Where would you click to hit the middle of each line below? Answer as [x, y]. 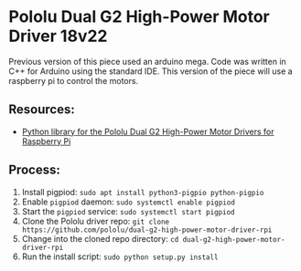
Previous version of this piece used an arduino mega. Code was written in [148, 61]
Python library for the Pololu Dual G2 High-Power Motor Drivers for [148, 131]
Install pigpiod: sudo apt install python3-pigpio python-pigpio [143, 192]
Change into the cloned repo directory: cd [100, 238]
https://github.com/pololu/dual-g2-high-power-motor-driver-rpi [147, 230]
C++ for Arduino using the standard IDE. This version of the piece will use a [151, 71]
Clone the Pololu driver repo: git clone [96, 221]
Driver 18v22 [58, 36]
